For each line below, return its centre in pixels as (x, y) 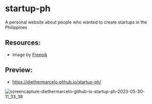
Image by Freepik (30, 54)
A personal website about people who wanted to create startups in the (76, 22)
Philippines (16, 27)
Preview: (19, 70)
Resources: (23, 43)
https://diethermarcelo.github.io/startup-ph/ (57, 82)
